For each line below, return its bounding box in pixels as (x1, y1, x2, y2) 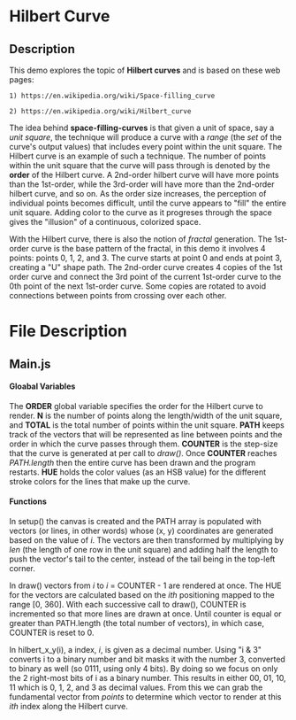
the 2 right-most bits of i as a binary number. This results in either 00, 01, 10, (9, 672, 286, 683)
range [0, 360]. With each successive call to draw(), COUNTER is (9, 599, 247, 609)
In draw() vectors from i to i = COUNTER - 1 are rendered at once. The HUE (9, 580, 283, 591)
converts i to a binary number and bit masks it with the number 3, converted (9, 654, 285, 664)
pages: (9, 74, 34, 85)
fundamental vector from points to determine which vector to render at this (9, 691, 282, 701)
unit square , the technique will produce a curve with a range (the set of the (9, 132, 283, 143)
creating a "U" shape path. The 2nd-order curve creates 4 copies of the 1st (9, 262, 283, 272)
